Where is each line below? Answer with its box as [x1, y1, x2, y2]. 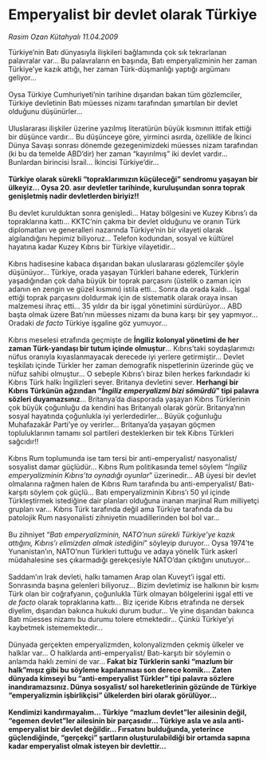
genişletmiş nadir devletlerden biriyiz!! [8, 191, 139, 201]
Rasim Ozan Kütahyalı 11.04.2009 [8, 32, 119, 41]
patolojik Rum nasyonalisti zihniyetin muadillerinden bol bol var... [8, 512, 220, 522]
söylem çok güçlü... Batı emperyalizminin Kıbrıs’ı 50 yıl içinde [29, 487, 230, 497]
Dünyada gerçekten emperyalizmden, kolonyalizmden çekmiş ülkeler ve [8, 640, 245, 649]
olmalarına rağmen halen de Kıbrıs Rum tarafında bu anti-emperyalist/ [8, 479, 238, 488]
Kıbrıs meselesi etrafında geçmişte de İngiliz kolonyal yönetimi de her [8, 335, 239, 344]
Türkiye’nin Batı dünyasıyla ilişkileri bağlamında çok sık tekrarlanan [8, 47, 227, 57]
